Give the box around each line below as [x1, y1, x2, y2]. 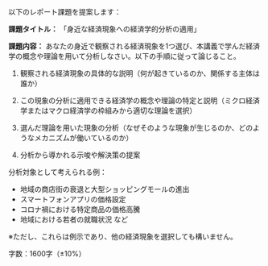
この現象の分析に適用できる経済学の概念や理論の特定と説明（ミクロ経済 [19, 96, 260, 105]
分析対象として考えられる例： [8, 168, 107, 177]
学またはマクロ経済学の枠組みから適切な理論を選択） [19, 106, 197, 115]
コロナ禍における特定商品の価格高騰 [19, 205, 141, 214]
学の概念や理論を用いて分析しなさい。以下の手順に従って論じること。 [8, 52, 241, 60]
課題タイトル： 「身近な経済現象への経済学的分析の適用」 [8, 24, 201, 34]
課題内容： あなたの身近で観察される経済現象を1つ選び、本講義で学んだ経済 [8, 41, 260, 51]
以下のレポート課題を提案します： [8, 7, 122, 16]
